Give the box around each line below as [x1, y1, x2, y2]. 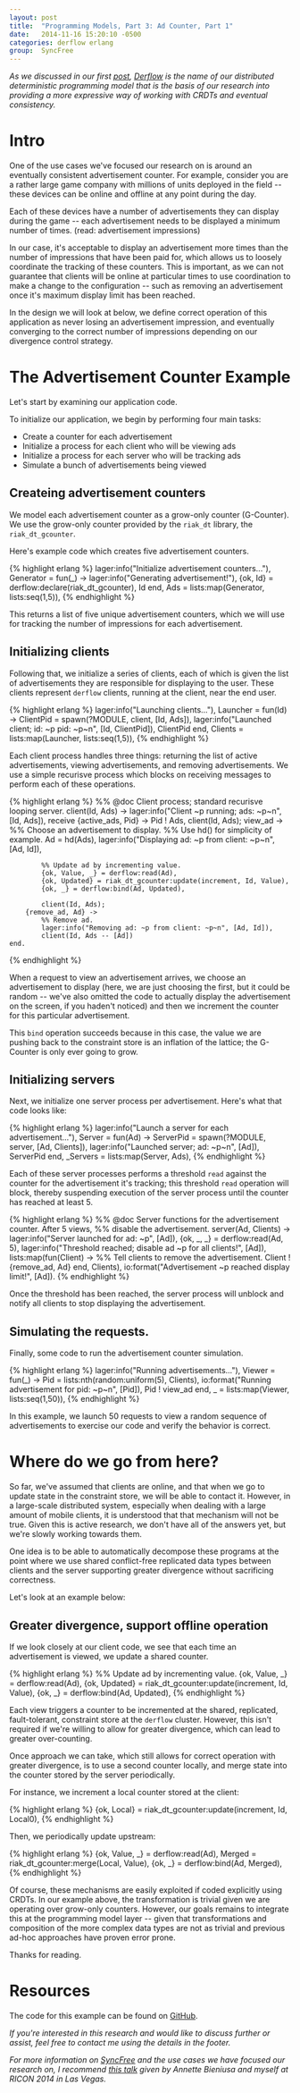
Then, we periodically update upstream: [9, 1831, 156, 1842]
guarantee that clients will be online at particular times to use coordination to [9, 271, 291, 282]
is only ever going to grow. [40, 1046, 138, 1057]
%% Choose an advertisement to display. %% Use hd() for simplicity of [9, 824, 272, 835]
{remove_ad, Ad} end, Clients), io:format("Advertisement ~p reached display [9, 1262, 290, 1272]
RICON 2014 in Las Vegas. [9, 2073, 107, 2084]
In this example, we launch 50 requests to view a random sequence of [9, 1411, 268, 1422]
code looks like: [9, 1105, 67, 1116]
